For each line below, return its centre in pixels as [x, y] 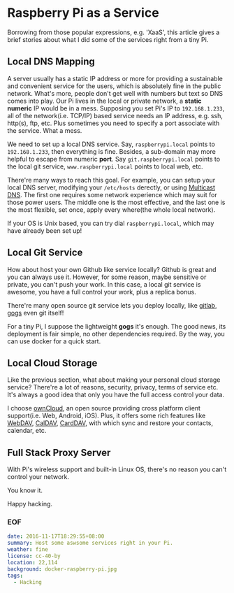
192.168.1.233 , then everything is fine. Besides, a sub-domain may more [112, 151]
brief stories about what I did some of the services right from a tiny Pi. [108, 39]
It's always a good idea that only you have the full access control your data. [116, 395]
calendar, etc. [27, 431]
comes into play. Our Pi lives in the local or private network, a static [104, 101]
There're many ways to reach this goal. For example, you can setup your [111, 180]
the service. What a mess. [45, 130]
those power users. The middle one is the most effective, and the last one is [116, 202]
